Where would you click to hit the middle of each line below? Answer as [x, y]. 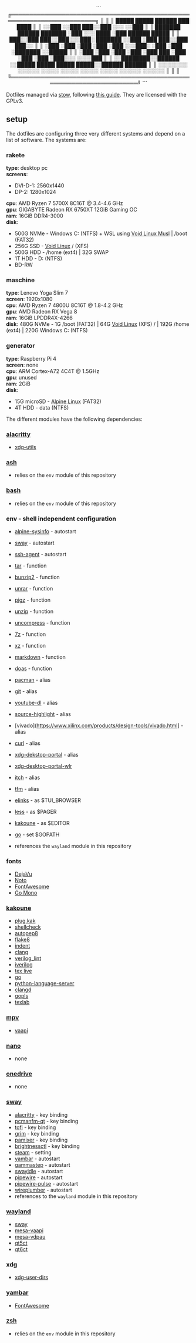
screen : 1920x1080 [29, 299]
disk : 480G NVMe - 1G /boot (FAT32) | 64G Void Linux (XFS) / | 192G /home [98, 324]
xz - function [30, 645]
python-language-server [44, 984]
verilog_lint [28, 958]
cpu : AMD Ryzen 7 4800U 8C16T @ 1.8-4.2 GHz [65, 305]
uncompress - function [42, 622]
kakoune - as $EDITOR [42, 823]
